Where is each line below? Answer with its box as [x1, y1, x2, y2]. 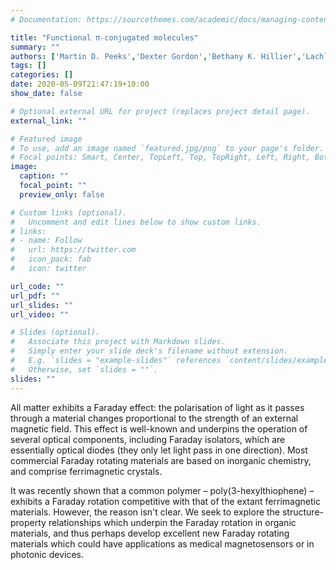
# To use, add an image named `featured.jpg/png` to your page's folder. [10, 143, 325, 153]
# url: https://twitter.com [10, 245, 137, 255]
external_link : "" [10, 116, 87, 126]
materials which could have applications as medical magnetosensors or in [10, 537, 315, 550]
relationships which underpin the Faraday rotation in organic [48, 516, 297, 528]
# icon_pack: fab [10, 254, 92, 265]
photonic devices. [10, 548, 84, 560]
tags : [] [10, 61, 47, 71]
